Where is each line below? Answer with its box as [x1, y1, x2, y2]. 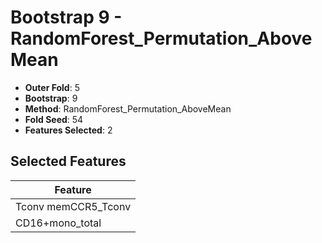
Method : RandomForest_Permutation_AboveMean [24, 102, 232, 115]
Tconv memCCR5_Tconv [15, 199, 132, 213]
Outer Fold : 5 [24, 81, 80, 93]
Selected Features [10, 153, 127, 170]
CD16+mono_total [15, 216, 102, 230]
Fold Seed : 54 [24, 113, 84, 125]
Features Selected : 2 [24, 124, 113, 136]
